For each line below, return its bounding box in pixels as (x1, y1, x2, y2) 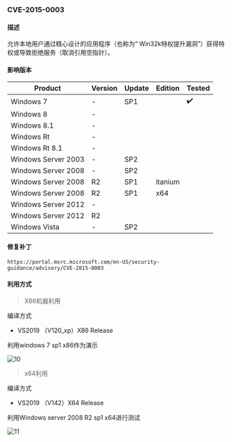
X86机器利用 (24, 296, 61, 305)
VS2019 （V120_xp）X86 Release (17, 326, 113, 334)
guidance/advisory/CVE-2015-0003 (7, 264, 104, 271)
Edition (156, 83, 180, 93)
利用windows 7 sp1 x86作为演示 (7, 341, 99, 349)
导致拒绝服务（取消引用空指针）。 (19, 49, 114, 57)
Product (34, 83, 61, 93)
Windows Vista (10, 222, 60, 232)
